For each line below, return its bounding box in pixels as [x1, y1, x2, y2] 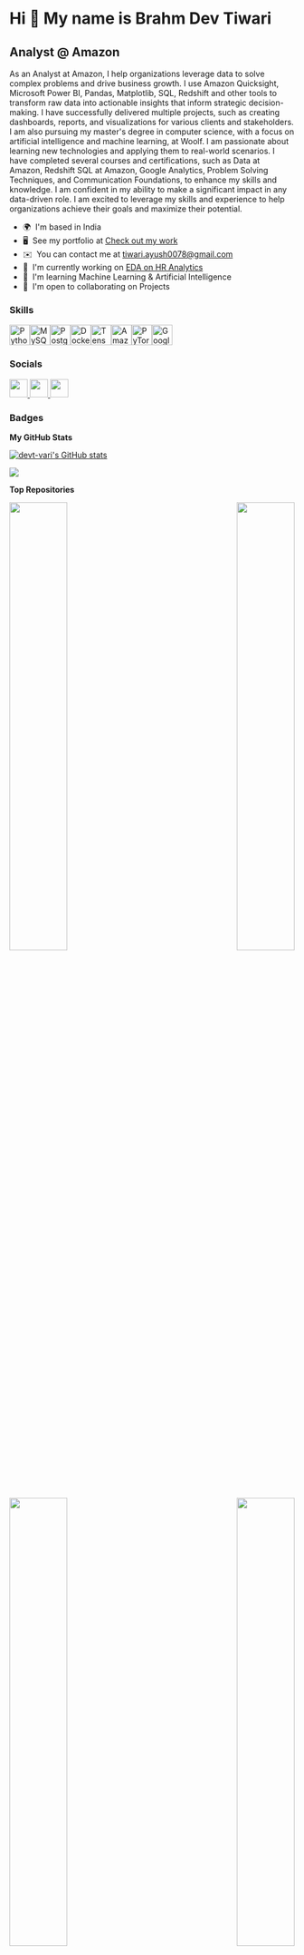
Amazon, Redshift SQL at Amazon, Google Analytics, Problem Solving [9, 165, 269, 175]
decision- [248, 97, 284, 108]
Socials [9, 358, 43, 370]
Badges [9, 411, 43, 424]
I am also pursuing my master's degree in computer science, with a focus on [9, 126, 295, 137]
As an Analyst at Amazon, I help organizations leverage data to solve [9, 68, 265, 79]
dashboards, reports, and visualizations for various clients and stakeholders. [9, 117, 294, 127]
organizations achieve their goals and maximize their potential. [9, 203, 242, 214]
